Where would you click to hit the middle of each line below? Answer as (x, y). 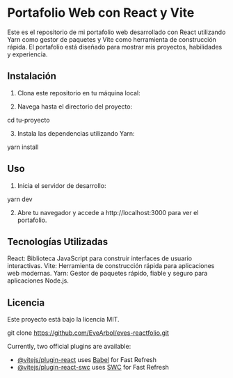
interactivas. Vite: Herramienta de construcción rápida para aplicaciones (111, 266)
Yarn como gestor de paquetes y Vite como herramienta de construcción (112, 39)
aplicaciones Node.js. (38, 281)
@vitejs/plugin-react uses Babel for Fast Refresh (87, 360)
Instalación (32, 76)
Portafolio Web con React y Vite (101, 13)
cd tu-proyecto (29, 120)
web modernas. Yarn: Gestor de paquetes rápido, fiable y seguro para (107, 274)
